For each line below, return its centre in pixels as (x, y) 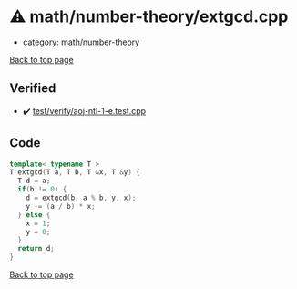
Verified (33, 88)
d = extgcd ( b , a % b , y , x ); (81, 198)
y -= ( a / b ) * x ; (61, 206)
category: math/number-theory (81, 42)
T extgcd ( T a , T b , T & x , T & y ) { (75, 172)
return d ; (36, 249)
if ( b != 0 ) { (42, 190)
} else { (34, 215)
